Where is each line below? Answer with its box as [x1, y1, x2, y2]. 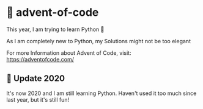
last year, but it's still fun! [6, 96, 69, 103]
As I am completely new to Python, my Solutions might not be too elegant [6, 37, 191, 44]
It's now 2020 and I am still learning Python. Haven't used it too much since [6, 90, 197, 97]
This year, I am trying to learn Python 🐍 [6, 26, 105, 33]
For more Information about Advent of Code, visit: [6, 49, 131, 57]
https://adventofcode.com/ [6, 55, 75, 63]
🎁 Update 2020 [6, 73, 65, 84]
